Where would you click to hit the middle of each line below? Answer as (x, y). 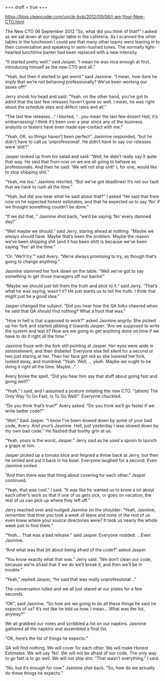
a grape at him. (20, 445)
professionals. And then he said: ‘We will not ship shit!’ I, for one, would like (81, 167)
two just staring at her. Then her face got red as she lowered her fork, (75, 356)
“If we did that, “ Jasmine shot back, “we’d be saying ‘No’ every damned (78, 216)
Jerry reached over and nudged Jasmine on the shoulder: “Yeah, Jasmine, (81, 510)
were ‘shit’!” (17, 147)
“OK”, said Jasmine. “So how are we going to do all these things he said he (81, 604)
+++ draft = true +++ (26, 7)
